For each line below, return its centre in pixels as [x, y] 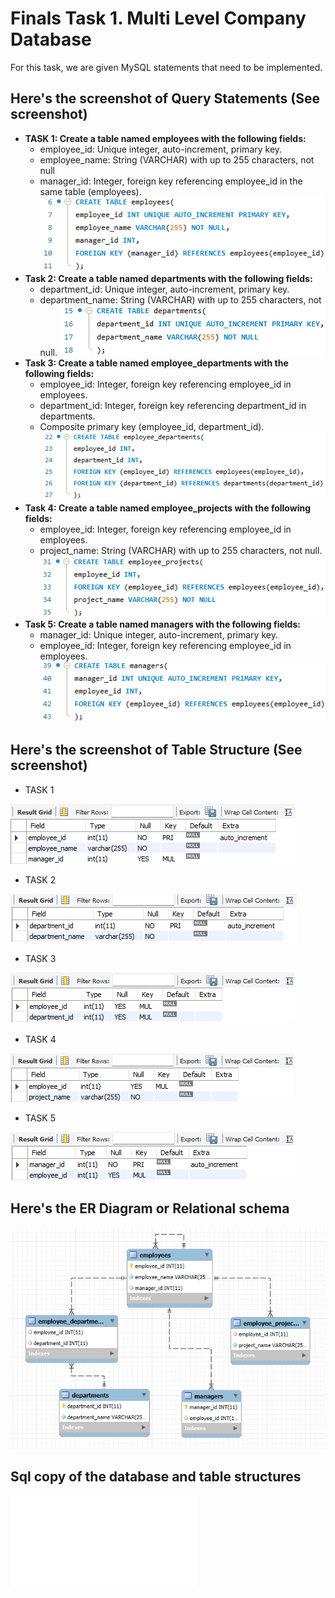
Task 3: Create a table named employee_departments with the [156, 363]
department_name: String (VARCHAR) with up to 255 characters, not [180, 300]
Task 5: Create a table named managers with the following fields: [162, 624]
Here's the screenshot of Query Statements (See [165, 98]
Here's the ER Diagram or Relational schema [150, 1208]
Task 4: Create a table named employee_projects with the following [167, 508]
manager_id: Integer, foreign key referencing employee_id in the [171, 181]
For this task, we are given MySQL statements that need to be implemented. [166, 67]
